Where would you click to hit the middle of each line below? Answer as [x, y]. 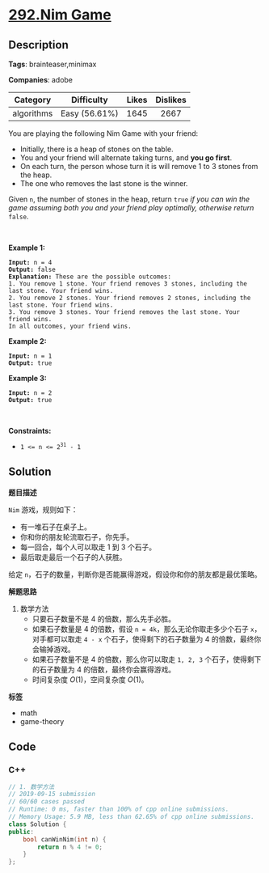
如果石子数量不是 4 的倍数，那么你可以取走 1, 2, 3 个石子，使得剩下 [147, 659]
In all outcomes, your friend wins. [70, 326]
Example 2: [27, 341]
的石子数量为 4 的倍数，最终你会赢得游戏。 [104, 669]
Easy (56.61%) [89, 113]
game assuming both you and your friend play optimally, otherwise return [131, 208]
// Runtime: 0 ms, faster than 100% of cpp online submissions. [119, 809]
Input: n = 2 [30, 393]
